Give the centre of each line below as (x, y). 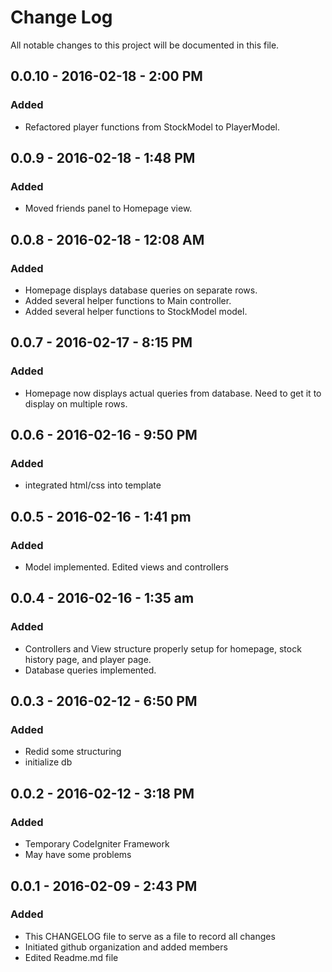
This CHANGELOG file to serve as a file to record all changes (150, 936)
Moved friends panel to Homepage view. (108, 208)
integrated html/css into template (93, 485)
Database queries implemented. (90, 670)
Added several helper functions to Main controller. (128, 300)
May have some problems (78, 855)
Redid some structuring (73, 752)
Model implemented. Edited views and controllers (126, 567)
